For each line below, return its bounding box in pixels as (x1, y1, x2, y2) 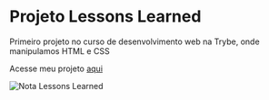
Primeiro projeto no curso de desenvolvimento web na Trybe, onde (9, 36, 261, 47)
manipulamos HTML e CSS (9, 45, 111, 56)
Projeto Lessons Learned (9, 6, 202, 27)
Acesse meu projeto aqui (9, 63, 103, 74)
